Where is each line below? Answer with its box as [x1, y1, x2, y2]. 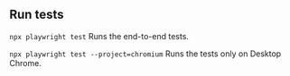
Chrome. [9, 57, 42, 68]
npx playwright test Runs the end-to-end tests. [9, 30, 190, 41]
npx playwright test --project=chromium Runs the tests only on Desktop [9, 48, 282, 59]
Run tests [9, 7, 64, 22]
